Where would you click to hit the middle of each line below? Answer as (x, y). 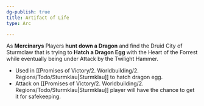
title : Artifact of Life (38, 18)
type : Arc (19, 23)
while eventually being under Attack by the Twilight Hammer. (83, 59)
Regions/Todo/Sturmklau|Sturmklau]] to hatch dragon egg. (89, 77)
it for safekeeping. (38, 97)
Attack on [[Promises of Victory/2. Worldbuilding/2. (79, 83)
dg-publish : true (28, 12)
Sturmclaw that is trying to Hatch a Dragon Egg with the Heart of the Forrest (102, 52)
